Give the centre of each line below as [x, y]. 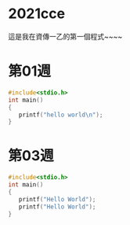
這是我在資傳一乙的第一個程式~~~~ [65, 36]
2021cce [36, 14]
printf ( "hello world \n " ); [61, 115]
